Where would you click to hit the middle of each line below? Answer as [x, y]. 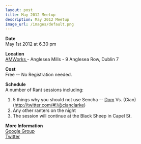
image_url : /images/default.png [39, 24]
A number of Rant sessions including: [45, 90]
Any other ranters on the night [44, 110]
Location [15, 54]
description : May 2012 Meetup [37, 19]
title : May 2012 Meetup [31, 15]
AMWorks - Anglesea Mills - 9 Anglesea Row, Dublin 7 [62, 60]
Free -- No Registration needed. [39, 75]
